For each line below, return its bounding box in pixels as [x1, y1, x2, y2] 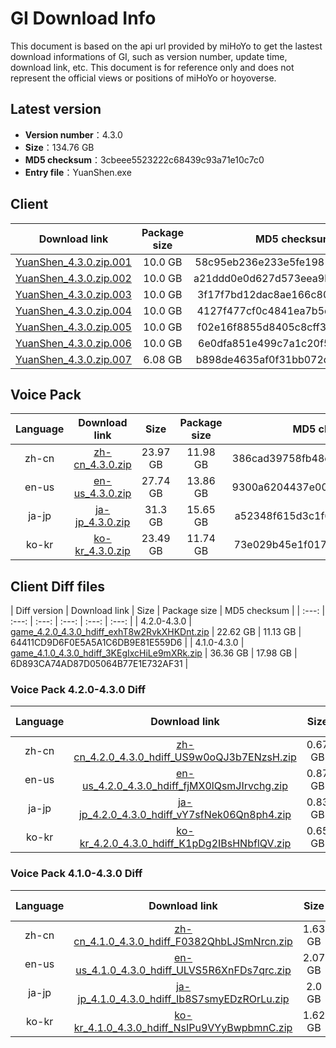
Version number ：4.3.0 [24, 128, 123, 141]
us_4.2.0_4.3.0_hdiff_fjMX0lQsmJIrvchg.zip [82, 779, 288, 793]
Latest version [10, 101, 102, 118]
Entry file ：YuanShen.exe [24, 166, 132, 178]
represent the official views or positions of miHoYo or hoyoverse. [10, 72, 277, 84]
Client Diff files [10, 578, 106, 595]
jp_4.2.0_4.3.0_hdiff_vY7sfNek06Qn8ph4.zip [78, 808, 292, 822]
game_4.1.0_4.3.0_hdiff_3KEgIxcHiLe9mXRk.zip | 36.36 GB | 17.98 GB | [10, 647, 298, 659]
